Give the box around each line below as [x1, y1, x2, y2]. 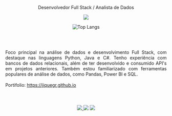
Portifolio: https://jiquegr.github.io [5, 82, 76, 88]
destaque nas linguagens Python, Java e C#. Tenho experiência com [5, 55, 167, 61]
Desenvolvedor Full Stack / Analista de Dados [38, 5, 134, 10]
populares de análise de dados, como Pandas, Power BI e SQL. [5, 71, 138, 77]
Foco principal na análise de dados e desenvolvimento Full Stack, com [5, 49, 167, 55]
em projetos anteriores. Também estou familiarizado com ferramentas [5, 66, 167, 71]
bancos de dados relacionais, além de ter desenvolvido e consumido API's [5, 60, 167, 66]
